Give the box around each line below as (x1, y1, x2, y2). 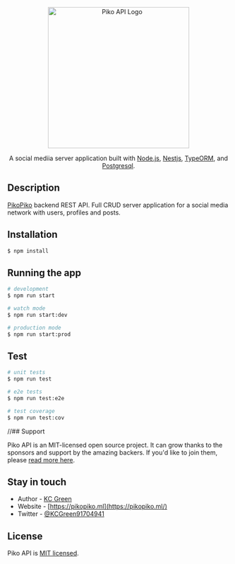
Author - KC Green (17, 495, 72, 503)
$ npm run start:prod (7, 330, 71, 338)
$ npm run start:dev (7, 311, 68, 318)
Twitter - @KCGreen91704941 (17, 510, 104, 518)
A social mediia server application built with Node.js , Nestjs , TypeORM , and (9, 154, 228, 162)
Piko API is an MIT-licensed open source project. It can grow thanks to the (7, 440, 223, 449)
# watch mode (7, 305, 46, 312)
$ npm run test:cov (7, 414, 65, 421)
